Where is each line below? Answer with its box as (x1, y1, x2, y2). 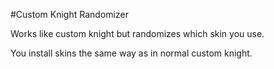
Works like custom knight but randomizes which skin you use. (10, 28, 265, 39)
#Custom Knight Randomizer (10, 9, 129, 20)
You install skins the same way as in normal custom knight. (10, 47, 253, 59)
